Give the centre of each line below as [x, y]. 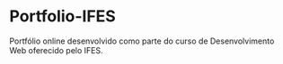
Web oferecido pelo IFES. [56, 50]
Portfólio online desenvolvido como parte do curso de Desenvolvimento [142, 41]
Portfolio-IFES [63, 16]
